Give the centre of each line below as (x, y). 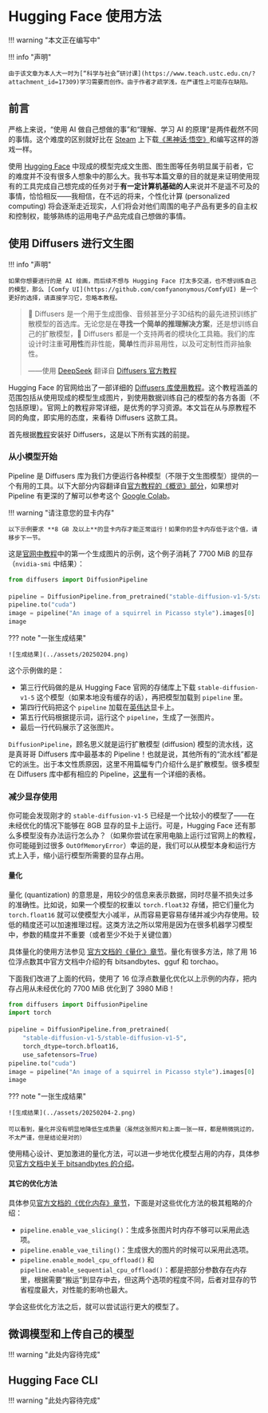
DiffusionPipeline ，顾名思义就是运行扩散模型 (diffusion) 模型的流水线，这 (131, 744)
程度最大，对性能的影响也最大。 (79, 1289)
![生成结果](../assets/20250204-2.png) (72, 1113)
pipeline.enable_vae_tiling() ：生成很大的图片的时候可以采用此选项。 (136, 1249)
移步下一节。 (26, 538)
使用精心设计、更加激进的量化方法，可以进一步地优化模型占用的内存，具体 (130, 1154)
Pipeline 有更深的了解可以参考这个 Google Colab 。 (91, 495)
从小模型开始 (33, 457)
